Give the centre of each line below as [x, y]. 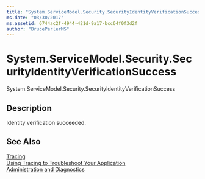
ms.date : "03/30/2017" [35, 18]
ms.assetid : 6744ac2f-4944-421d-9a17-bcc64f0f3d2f [72, 23]
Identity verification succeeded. [46, 123]
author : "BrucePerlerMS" [38, 29]
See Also [23, 142]
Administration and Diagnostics [46, 169]
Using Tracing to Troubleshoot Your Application [66, 163]
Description [29, 108]
